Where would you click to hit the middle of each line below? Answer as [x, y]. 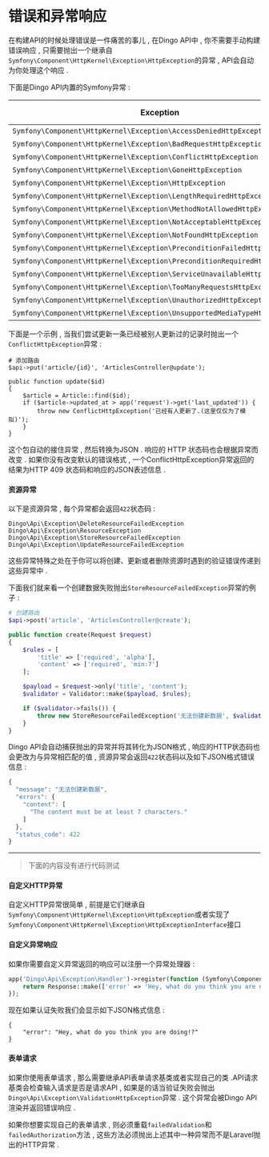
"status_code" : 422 [48, 834]
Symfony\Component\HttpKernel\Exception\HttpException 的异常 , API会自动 [131, 60]
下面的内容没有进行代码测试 [74, 866]
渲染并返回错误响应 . [42, 1107]
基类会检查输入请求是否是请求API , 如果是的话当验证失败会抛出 [112, 1087]
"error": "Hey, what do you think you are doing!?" [110, 1032]
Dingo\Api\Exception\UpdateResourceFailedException [96, 545]
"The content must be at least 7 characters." [108, 812]
